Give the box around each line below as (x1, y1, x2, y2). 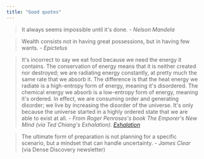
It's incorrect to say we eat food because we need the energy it (21, 56, 182, 63)
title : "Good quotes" (6, 9, 62, 15)
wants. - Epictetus (21, 44, 67, 51)
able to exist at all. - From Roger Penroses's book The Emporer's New (21, 114, 197, 122)
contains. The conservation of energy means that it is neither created (21, 62, 197, 70)
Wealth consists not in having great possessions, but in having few (21, 37, 190, 45)
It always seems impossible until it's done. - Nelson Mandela (21, 26, 175, 33)
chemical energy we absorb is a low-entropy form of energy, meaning (21, 88, 198, 95)
